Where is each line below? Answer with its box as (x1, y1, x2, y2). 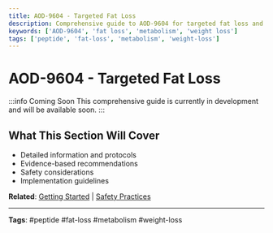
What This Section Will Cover (8, 128, 160, 142)
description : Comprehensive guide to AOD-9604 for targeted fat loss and (8, 19, 264, 28)
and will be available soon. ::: (8, 105, 106, 114)
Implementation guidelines (19, 176, 110, 185)
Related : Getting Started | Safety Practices (8, 192, 152, 201)
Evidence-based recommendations (19, 159, 138, 168)
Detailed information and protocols (19, 150, 136, 159)
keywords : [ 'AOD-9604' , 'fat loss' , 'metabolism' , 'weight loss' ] (8, 27, 238, 35)
